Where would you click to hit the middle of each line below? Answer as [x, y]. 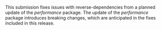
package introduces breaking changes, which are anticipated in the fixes [80, 18]
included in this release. [30, 23]
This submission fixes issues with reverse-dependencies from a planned [80, 7]
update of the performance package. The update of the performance [77, 12]
